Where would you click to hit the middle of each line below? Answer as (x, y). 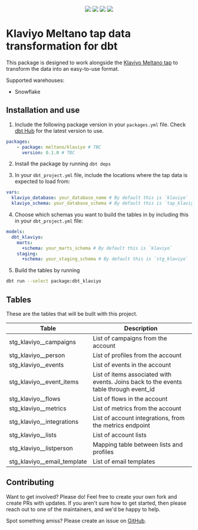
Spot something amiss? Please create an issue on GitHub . (76, 521)
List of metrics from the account (137, 408)
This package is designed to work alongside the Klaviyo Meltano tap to (92, 63)
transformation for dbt (62, 46)
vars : (13, 192)
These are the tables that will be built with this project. (72, 313)
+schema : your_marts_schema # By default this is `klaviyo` (97, 248)
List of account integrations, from (139, 418)
